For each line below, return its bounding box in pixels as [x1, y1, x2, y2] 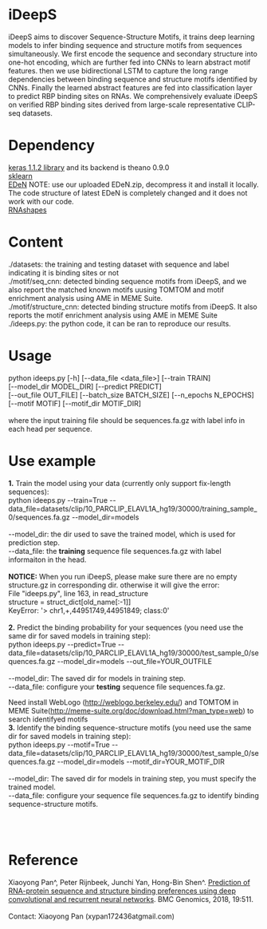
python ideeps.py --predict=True [8, 639, 116, 649]
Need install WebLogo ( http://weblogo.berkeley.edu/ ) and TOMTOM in [8, 697, 239, 707]
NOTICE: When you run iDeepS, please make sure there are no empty [8, 571, 238, 581]
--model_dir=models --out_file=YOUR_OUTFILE [57, 656, 213, 666]
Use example [8, 452, 96, 470]
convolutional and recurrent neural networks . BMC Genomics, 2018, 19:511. [8, 894, 253, 903]
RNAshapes [8, 205, 47, 215]
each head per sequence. [8, 424, 93, 433]
